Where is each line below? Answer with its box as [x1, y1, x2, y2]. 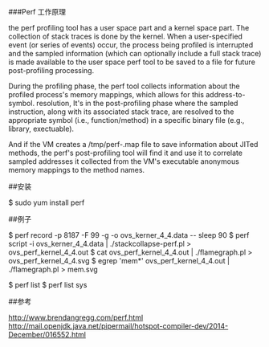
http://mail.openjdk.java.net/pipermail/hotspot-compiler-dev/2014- [8, 321, 229, 331]
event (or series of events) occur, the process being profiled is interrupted [8, 40, 254, 50]
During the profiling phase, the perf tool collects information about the [8, 81, 240, 91]
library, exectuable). [8, 124, 75, 133]
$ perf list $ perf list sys [8, 280, 88, 289]
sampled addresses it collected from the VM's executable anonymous [8, 157, 239, 166]
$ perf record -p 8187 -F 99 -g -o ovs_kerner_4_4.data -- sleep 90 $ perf [8, 231, 250, 239]
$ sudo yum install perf [8, 198, 85, 207]
